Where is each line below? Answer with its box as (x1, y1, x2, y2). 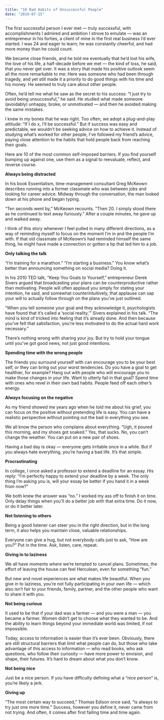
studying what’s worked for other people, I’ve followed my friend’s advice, (5, 131, 154, 137)
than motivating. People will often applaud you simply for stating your (5, 285, 144, 291)
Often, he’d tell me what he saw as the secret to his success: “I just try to (5, 91, 151, 97)
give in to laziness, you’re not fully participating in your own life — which (5, 581, 151, 587)
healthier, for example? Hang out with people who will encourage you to (5, 369, 150, 375)
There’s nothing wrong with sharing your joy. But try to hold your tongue (5, 335, 150, 341)
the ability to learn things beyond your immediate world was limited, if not (5, 620, 153, 626)
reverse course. (5, 162, 37, 168)
